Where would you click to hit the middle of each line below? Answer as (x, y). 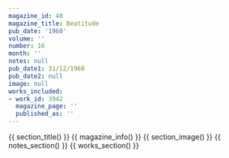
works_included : (36, 91)
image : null (28, 83)
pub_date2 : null (36, 76)
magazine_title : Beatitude (54, 23)
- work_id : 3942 (36, 99)
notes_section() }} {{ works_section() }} (74, 145)
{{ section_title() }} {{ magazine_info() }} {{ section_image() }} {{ (114, 137)
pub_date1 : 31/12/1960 (47, 69)
